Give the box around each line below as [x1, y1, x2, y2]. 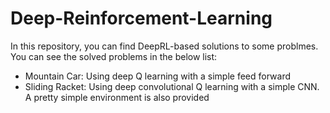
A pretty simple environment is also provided [24, 91, 210, 103]
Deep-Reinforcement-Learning [10, 7, 273, 30]
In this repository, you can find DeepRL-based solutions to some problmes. [10, 40, 319, 52]
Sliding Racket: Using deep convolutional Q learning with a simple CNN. [24, 80, 320, 92]
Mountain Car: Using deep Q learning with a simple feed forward [24, 70, 292, 82]
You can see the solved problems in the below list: [10, 50, 218, 62]
